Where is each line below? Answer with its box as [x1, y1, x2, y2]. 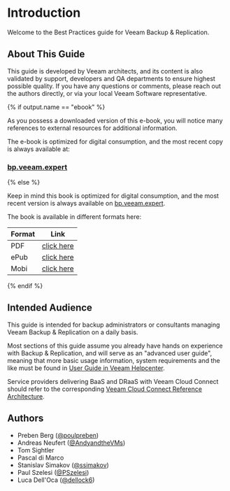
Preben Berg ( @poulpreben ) [17, 431, 99, 439]
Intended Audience [7, 302, 93, 314]
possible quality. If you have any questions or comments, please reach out [7, 82, 222, 90]
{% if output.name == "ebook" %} [7, 103, 106, 111]
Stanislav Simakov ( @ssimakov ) [17, 460, 110, 469]
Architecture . [7, 392, 45, 400]
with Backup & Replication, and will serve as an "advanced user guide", [7, 348, 213, 357]
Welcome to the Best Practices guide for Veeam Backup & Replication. [7, 28, 210, 36]
